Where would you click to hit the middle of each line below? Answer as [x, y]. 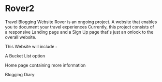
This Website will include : [31, 46]
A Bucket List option [25, 55]
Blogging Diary [20, 74]
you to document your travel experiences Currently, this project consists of [80, 27]
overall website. [21, 37]
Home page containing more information [45, 65]
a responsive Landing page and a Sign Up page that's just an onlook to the [79, 32]
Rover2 [20, 8]
